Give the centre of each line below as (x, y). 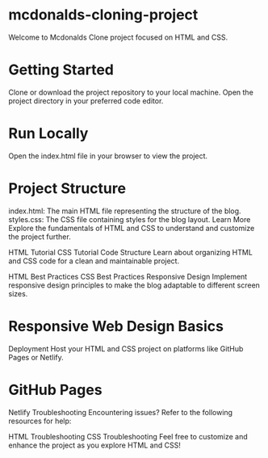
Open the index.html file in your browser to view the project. (108, 156)
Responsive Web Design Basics (116, 326)
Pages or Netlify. (36, 357)
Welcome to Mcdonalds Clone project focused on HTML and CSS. (118, 37)
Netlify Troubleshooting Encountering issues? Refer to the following (120, 412)
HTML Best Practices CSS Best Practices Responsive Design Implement (128, 276)
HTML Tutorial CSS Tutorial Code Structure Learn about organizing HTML (130, 252)
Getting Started (61, 70)
